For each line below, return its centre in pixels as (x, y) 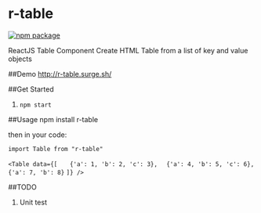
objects (20, 59)
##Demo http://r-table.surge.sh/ (60, 74)
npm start (36, 105)
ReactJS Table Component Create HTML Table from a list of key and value (128, 50)
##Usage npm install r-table (53, 119)
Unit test (33, 202)
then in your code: (38, 135)
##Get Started (31, 89)
